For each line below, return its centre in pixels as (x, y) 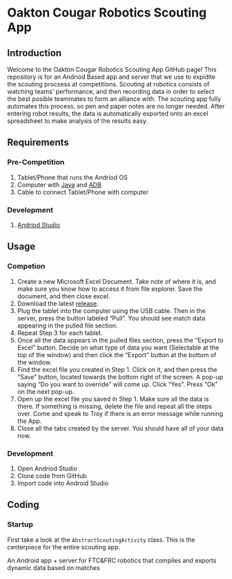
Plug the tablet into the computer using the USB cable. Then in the (111, 311)
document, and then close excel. (64, 296)
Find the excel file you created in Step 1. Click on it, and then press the (117, 369)
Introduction (35, 53)
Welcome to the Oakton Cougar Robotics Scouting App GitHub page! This (112, 69)
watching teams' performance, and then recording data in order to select (111, 92)
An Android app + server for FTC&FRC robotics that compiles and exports (112, 560)
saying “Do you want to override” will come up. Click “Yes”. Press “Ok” (117, 384)
